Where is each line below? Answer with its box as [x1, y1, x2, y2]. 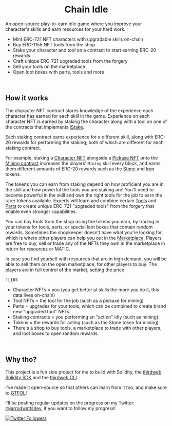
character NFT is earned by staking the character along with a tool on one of [5, 118, 167, 125]
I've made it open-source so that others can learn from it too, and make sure [5, 384, 167, 390]
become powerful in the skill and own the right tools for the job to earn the [5, 192, 163, 198]
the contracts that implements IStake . [5, 123, 85, 130]
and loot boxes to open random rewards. [12, 330, 99, 336]
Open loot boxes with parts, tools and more [12, 68, 104, 75]
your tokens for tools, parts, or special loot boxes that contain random [5, 224, 153, 230]
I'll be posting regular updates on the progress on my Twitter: [5, 400, 135, 406]
